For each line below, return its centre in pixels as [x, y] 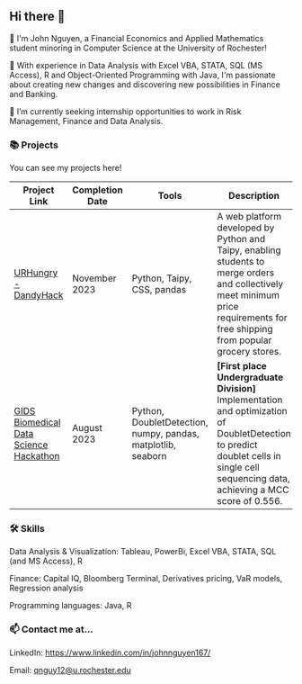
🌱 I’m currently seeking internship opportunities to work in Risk [125, 111]
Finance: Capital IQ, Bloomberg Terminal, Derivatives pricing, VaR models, [146, 579]
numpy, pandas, [165, 434]
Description [254, 196]
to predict [237, 445]
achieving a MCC [253, 490]
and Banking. [34, 94]
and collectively [250, 284]
